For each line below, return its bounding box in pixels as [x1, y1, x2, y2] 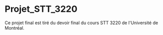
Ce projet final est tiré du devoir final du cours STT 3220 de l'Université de [4, 20, 158, 26]
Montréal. [4, 25, 24, 31]
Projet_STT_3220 [4, 3, 78, 15]
